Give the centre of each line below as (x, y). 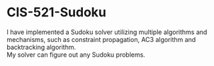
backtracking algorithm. (41, 47)
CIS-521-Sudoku (57, 12)
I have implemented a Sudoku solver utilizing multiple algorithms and (107, 32)
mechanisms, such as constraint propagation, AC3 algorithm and (101, 39)
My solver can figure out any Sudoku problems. (76, 55)
